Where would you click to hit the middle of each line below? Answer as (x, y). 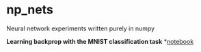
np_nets (30, 10)
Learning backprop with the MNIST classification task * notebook (100, 41)
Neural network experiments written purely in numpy (81, 28)
